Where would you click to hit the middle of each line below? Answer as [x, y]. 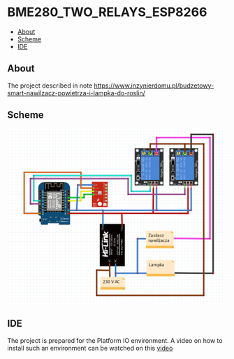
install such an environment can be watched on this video [90, 348]
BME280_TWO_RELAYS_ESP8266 [107, 12]
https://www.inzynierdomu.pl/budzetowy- [154, 86]
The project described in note [50, 86]
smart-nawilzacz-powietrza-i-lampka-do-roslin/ [76, 93]
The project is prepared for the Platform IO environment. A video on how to [115, 340]
